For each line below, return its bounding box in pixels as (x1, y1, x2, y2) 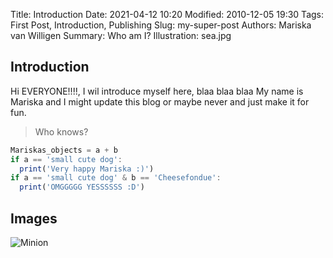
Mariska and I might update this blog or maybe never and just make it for (10, 95, 310, 108)
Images (10, 210, 58, 227)
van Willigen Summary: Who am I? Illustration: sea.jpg (10, 30, 232, 41)
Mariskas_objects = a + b (10, 145, 118, 155)
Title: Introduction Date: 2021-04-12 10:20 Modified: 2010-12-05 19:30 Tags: (10, 9, 325, 20)
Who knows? (34, 125, 89, 138)
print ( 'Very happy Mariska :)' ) (19, 164, 155, 174)
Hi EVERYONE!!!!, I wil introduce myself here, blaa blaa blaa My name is (10, 85, 304, 97)
